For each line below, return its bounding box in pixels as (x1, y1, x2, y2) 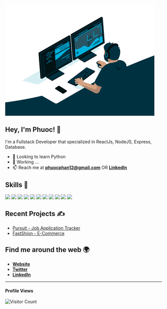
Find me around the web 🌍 (5, 245, 90, 254)
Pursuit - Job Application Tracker (12, 225, 81, 231)
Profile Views (5, 288, 34, 294)
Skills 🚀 (5, 181, 28, 189)
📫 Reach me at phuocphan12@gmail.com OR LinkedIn (12, 164, 127, 170)
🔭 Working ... (12, 158, 39, 165)
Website (12, 261, 30, 267)
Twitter (12, 266, 28, 272)
